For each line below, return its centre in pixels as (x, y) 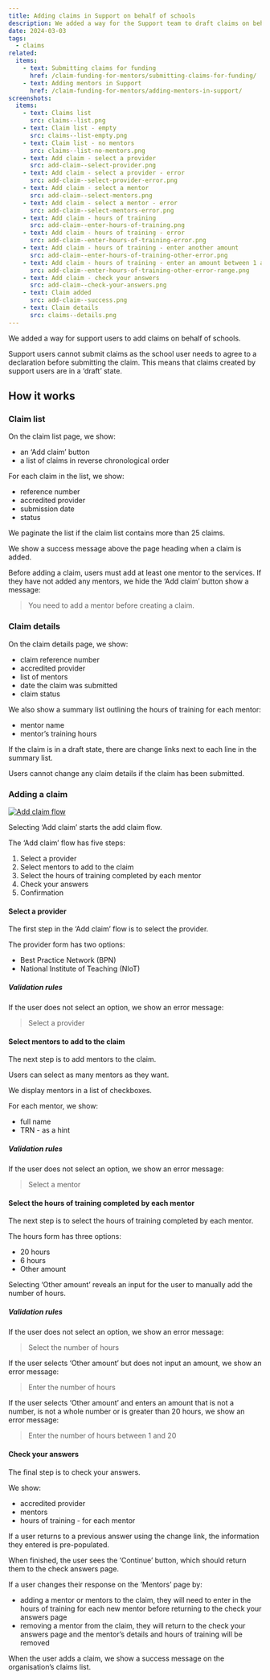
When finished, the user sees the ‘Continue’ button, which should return (127, 1560)
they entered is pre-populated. (59, 1544)
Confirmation (42, 892)
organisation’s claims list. (50, 1666)
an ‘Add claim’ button (55, 452)
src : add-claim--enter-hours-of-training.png (107, 225)
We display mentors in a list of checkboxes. (80, 1091)
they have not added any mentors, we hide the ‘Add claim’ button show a (129, 581)
